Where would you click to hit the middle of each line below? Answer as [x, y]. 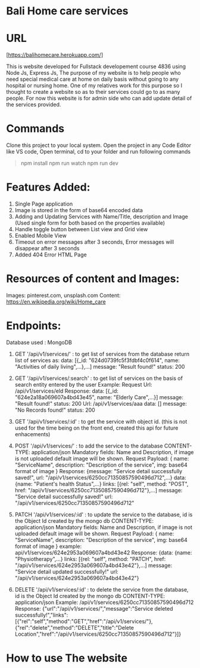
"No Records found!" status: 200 [55, 410]
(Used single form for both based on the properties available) [90, 223]
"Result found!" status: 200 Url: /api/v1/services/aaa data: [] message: [101, 403]
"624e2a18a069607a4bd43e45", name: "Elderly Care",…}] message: [99, 397]
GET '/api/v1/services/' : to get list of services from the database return [102, 354]
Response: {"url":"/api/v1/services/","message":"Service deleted [94, 608]
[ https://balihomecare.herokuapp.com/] [54, 55]
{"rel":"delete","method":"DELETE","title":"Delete [74, 627]
